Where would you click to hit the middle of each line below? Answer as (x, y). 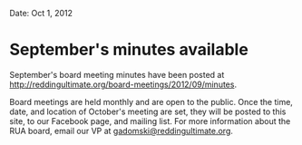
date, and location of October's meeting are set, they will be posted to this (148, 111)
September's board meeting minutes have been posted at (117, 74)
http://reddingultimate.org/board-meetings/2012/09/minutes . (123, 84)
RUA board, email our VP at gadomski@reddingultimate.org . (122, 130)
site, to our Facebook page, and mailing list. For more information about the (150, 121)
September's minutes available (129, 50)
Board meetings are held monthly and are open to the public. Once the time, (151, 101)
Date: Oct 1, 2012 (41, 13)
